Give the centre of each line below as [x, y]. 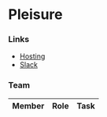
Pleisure [35, 15]
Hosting [32, 56]
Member [28, 106]
